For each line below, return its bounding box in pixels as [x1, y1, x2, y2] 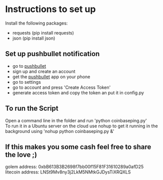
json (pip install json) [12, 35, 55, 41]
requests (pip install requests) [12, 30, 74, 36]
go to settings [12, 79, 41, 85]
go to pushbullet [12, 63, 46, 69]
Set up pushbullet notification [5, 50, 100, 58]
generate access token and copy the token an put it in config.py [12, 89, 144, 96]
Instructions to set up [5, 4, 96, 15]
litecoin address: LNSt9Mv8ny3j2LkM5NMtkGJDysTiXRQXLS [5, 169, 131, 175]
